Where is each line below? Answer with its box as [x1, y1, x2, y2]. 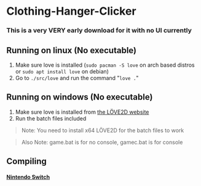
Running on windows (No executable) [6, 92, 153, 102]
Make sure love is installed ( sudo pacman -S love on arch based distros [15, 61, 195, 69]
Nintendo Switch [6, 173, 50, 180]
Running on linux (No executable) [6, 45, 137, 56]
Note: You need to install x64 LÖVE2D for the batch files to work [21, 127, 184, 134]
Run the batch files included [15, 114, 87, 122]
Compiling [6, 156, 47, 166]
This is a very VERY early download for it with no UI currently [6, 26, 192, 35]
